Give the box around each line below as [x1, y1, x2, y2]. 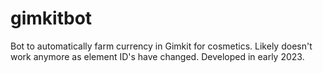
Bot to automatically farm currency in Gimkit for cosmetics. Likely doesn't [10, 40, 313, 52]
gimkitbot [10, 7, 93, 30]
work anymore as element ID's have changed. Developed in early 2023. [10, 50, 305, 62]
